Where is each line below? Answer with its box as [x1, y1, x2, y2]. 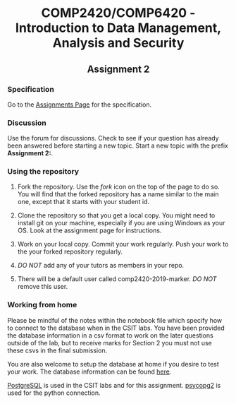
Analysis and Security [52, 35, 185, 51]
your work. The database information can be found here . [7, 367, 172, 376]
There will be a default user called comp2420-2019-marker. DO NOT [17, 275, 217, 283]
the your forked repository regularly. [17, 247, 123, 256]
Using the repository [7, 167, 80, 177]
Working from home [7, 300, 77, 310]
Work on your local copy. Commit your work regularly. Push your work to [17, 240, 229, 249]
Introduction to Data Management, [15, 20, 222, 36]
